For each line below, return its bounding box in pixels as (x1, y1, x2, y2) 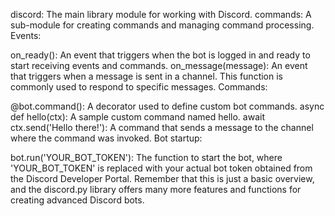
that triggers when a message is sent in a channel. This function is (10, 70, 283, 82)
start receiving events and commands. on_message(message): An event (10, 60, 308, 71)
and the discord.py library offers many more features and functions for (10, 184, 302, 195)
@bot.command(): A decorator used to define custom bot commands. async (10, 100, 325, 112)
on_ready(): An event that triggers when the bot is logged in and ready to (10, 49, 311, 61)
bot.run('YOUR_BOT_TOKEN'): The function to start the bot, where (10, 152, 283, 163)
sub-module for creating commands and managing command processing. (10, 19, 315, 31)
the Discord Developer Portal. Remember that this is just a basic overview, (10, 173, 315, 184)
